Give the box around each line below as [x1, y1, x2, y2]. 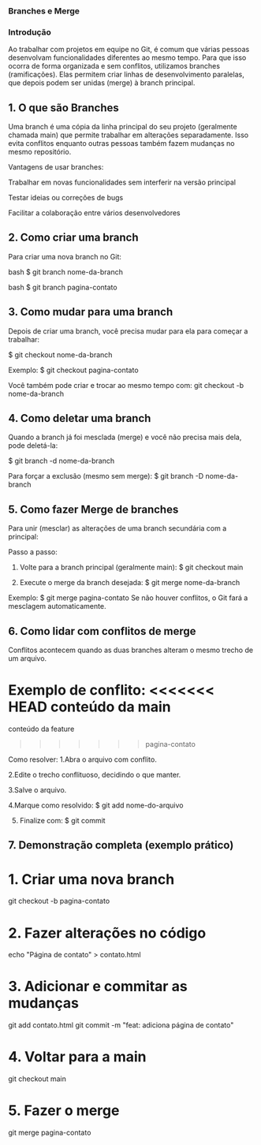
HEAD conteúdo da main [8, 698, 171, 716]
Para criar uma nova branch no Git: [8, 252, 122, 261]
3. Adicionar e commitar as [8, 978, 188, 995]
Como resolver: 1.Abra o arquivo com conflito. [8, 755, 158, 764]
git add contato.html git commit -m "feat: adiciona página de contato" [8, 1020, 234, 1030]
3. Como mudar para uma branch [8, 305, 173, 319]
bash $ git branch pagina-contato [8, 282, 117, 292]
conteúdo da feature [8, 724, 75, 734]
